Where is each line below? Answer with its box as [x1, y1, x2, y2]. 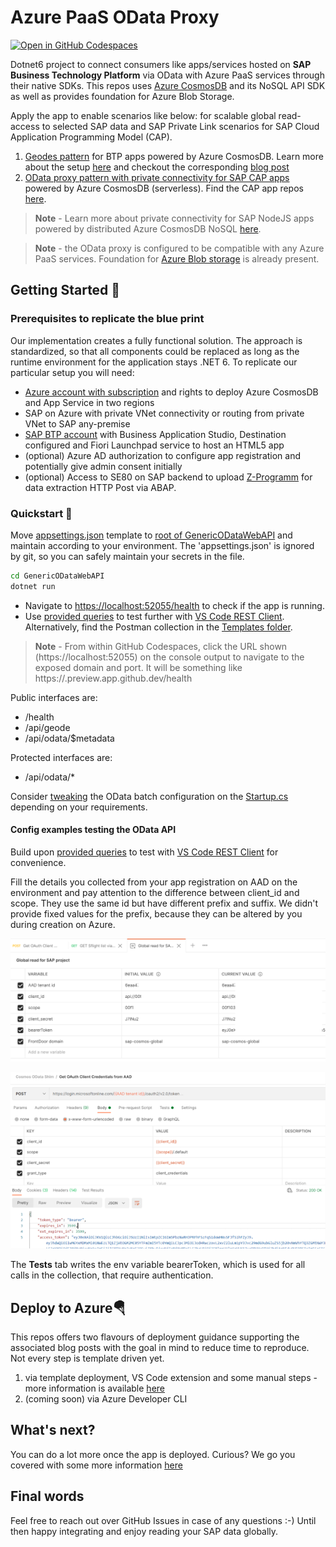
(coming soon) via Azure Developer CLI [24, 1392, 188, 1405]
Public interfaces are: [10, 691, 98, 703]
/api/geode [24, 721, 71, 733]
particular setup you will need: [10, 366, 135, 378]
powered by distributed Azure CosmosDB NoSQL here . [34, 222, 262, 235]
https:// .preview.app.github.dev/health [34, 672, 193, 684]
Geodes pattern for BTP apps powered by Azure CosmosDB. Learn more [24, 150, 324, 162]
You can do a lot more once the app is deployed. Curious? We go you [10, 1448, 296, 1460]
